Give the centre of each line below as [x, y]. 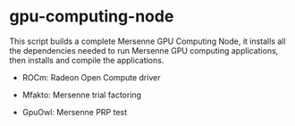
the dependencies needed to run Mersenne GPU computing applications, [144, 50]
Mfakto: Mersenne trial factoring [81, 95]
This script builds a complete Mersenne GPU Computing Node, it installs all [147, 41]
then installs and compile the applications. [87, 60]
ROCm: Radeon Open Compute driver [91, 77]
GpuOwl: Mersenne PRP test [75, 112]
